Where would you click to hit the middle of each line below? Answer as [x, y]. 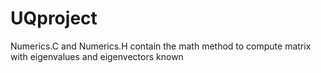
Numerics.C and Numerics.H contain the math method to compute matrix [161, 46]
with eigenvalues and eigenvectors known [97, 56]
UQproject [54, 18]
